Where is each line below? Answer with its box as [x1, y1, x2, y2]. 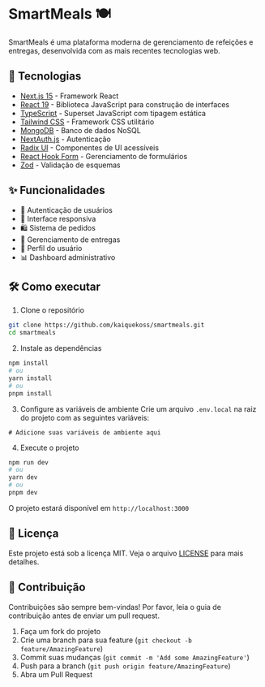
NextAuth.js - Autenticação [19, 134, 111, 144]
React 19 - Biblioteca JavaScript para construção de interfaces [19, 99, 229, 109]
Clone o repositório [19, 305, 85, 315]
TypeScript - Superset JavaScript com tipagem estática [19, 108, 207, 118]
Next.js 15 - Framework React [19, 91, 119, 101]
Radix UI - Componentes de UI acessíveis [19, 142, 160, 153]
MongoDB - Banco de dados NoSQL [19, 125, 142, 135]
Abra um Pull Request [19, 669, 93, 679]
